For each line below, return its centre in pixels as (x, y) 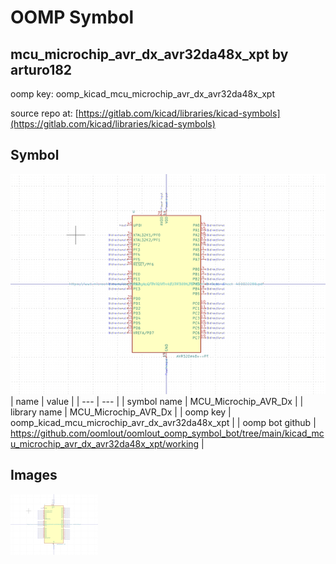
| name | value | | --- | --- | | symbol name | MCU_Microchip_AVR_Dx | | (157, 401)
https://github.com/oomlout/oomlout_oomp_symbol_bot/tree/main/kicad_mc (167, 433)
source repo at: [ (44, 113)
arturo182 (41, 69)
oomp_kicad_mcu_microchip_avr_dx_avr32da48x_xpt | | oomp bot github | (163, 422)
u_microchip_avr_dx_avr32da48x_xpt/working (105, 443)
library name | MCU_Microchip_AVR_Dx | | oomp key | (121, 412)
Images (34, 475)
